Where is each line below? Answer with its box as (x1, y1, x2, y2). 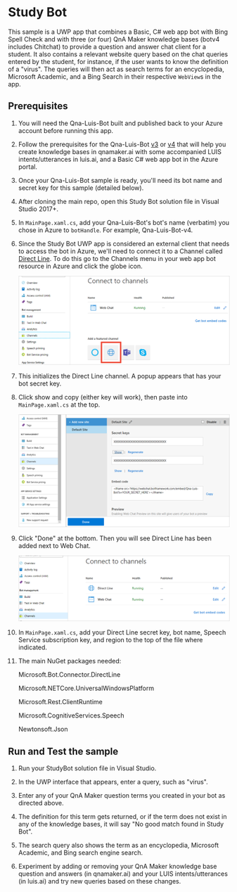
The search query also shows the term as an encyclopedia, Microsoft (18, 841, 219, 850)
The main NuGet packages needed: (18, 657, 122, 665)
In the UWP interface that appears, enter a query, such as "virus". (18, 778, 208, 786)
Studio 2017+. (18, 205, 59, 213)
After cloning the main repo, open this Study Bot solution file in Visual (18, 197, 219, 205)
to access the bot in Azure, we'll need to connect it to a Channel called (18, 247, 224, 255)
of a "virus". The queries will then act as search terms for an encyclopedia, (8, 65, 224, 73)
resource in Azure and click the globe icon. (18, 262, 143, 270)
